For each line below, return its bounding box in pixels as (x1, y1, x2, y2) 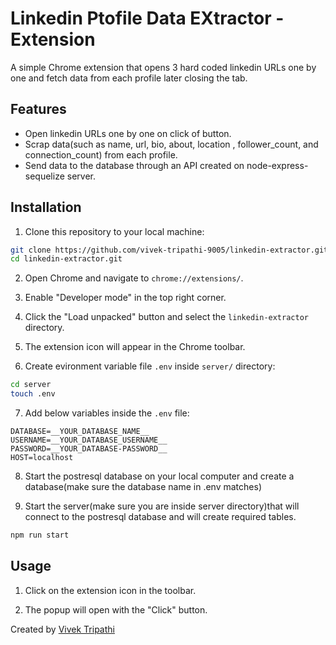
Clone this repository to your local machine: (24, 225, 205, 237)
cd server (10, 380, 52, 390)
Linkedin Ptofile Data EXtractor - (10, 7, 285, 30)
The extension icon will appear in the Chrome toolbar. (24, 341, 246, 353)
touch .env (10, 389, 56, 399)
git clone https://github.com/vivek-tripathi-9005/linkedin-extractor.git (10, 245, 329, 255)
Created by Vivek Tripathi (10, 623, 115, 635)
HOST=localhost (10, 453, 74, 463)
